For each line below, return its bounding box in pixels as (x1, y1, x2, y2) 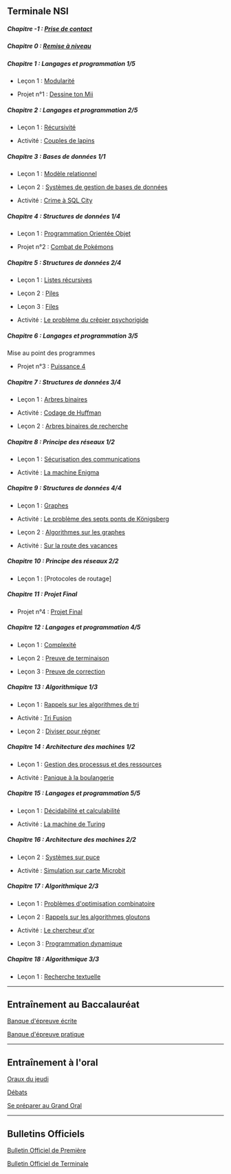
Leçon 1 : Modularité (16, 77, 75, 85)
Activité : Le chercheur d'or (16, 926, 95, 934)
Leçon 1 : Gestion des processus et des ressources (16, 760, 162, 768)
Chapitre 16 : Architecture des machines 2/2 (7, 836, 136, 844)
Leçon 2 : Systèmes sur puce (16, 853, 100, 861)
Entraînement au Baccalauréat (7, 999, 140, 1010)
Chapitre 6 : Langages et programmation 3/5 (7, 331, 139, 340)
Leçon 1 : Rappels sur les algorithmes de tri (16, 700, 140, 708)
